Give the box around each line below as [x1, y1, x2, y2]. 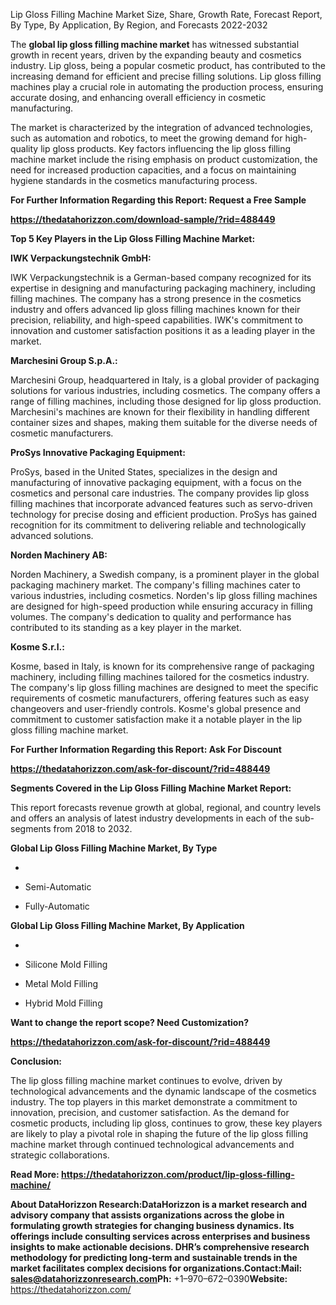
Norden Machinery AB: [10, 549, 108, 561]
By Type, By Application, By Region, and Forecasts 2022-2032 [10, 19, 268, 31]
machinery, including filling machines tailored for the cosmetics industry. [10, 671, 310, 683]
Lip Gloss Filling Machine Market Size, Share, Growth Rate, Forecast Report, [10, 9, 323, 20]
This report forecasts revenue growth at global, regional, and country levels [10, 802, 322, 813]
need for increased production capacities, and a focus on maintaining [10, 164, 297, 176]
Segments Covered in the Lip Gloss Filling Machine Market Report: [10, 782, 292, 794]
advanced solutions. [10, 530, 94, 541]
